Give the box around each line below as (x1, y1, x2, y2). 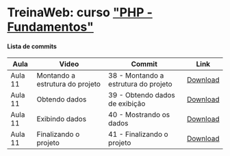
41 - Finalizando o (108, 129, 169, 139)
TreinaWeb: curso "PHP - (7, 5, 153, 20)
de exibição (108, 99, 146, 108)
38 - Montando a (108, 71, 164, 80)
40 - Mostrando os (108, 110, 170, 120)
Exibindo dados (36, 114, 87, 124)
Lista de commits (7, 42, 57, 50)
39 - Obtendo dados (108, 91, 176, 100)
